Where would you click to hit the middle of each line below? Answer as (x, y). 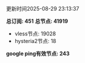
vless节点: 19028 (35, 34)
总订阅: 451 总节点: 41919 (37, 21)
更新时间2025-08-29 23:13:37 (43, 9)
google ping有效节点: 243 (38, 54)
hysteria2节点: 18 (35, 41)
